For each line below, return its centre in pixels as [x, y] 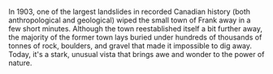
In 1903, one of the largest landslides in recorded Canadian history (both [129, 12]
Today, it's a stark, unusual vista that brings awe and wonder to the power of [136, 54]
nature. [20, 63]
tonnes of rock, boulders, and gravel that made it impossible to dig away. [130, 46]
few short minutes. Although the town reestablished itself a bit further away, [135, 29]
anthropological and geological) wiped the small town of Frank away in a [130, 20]
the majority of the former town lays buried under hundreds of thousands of [135, 37]
